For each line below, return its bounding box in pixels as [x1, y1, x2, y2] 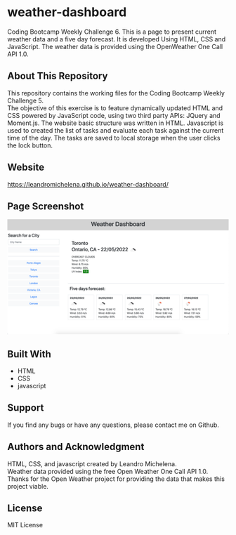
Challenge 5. [7, 96, 44, 105]
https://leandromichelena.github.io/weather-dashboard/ [7, 180, 169, 188]
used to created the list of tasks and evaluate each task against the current [7, 126, 224, 134]
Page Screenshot [7, 200, 84, 212]
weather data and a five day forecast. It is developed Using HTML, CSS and [7, 34, 226, 43]
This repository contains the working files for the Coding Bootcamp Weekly [7, 88, 225, 97]
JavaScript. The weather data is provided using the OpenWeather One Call [7, 42, 223, 51]
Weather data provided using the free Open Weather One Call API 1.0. [7, 467, 209, 475]
